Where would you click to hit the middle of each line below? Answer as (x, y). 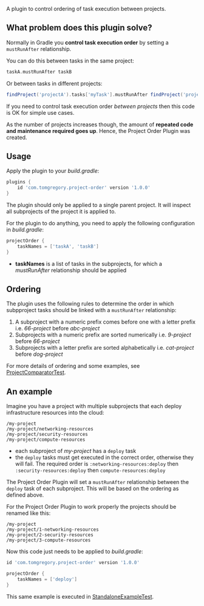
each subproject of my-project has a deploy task (76, 451)
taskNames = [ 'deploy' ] (47, 579)
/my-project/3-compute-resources (49, 540)
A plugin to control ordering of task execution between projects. (86, 9)
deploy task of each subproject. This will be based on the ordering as (93, 489)
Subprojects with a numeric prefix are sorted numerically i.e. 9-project (103, 335)
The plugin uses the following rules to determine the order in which (90, 304)
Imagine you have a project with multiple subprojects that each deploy (94, 406)
